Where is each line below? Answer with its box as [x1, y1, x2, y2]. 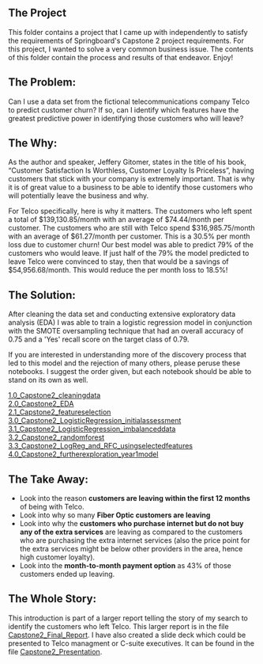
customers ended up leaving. [19, 570, 115, 579]
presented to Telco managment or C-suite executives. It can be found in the [8, 638, 255, 648]
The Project [8, 6, 67, 20]
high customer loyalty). [19, 552, 96, 562]
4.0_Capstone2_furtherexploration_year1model [8, 449, 159, 459]
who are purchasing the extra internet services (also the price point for [19, 536, 250, 545]
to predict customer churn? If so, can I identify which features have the [8, 105, 239, 114]
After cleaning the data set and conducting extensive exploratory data [8, 309, 236, 319]
